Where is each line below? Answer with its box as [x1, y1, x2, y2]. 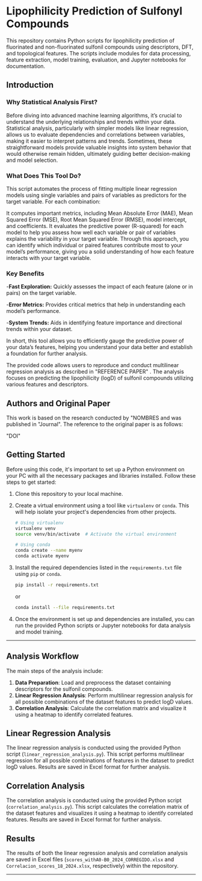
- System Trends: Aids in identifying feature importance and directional [6, 319, 182, 326]
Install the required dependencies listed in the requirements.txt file [14, 564, 182, 571]
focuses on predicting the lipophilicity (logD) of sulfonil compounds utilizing [6, 374, 194, 382]
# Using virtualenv [14, 519, 64, 526]
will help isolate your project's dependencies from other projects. [14, 508, 177, 515]
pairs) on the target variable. [6, 289, 77, 297]
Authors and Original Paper [6, 398, 111, 409]
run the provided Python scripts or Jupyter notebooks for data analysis [14, 622, 191, 629]
